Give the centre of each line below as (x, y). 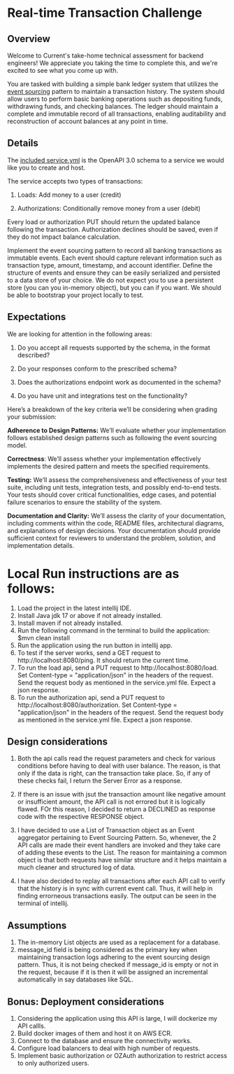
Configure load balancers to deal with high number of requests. (109, 1048)
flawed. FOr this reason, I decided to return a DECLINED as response (116, 809)
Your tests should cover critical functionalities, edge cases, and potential (112, 495)
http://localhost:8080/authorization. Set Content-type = (97, 705)
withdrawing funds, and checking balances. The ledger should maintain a (113, 106)
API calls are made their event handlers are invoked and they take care (119, 845)
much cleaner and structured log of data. (76, 867)
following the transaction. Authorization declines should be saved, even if (113, 229)
